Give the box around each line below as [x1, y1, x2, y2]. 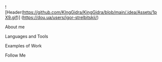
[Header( [5, 9, 23, 15]
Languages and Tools [5, 34, 49, 39]
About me [5, 24, 25, 30]
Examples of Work [5, 43, 42, 48]
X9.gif [5, 15, 18, 20]
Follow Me [5, 52, 26, 58]
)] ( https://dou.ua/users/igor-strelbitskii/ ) [17, 15, 99, 20]
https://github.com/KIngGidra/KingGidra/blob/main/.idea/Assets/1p [22, 9, 157, 15]
